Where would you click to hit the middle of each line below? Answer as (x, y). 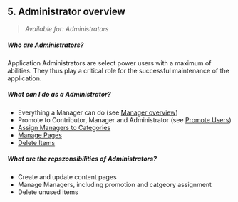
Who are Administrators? (46, 45)
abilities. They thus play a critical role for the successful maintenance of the (118, 70)
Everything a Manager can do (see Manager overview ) (98, 112)
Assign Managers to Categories (64, 127)
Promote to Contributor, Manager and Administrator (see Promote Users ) (124, 119)
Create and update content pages (67, 176)
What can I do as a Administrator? (59, 95)
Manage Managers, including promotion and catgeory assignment (115, 184)
